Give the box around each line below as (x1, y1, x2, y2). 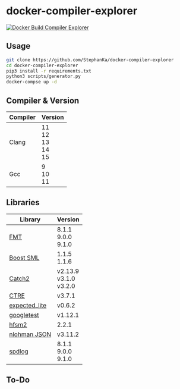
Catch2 (9, 274, 30, 283)
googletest (9, 310, 40, 319)
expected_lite (9, 301, 47, 309)
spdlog (9, 347, 29, 355)
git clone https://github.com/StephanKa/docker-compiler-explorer (6, 57, 174, 63)
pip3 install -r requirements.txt (6, 68, 92, 74)
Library (20, 215, 41, 224)
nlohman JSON (9, 330, 52, 338)
